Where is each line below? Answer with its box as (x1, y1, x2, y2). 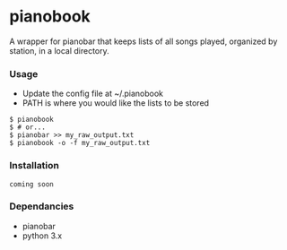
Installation (9, 159, 60, 172)
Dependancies (9, 200, 74, 212)
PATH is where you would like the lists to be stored (22, 98, 209, 108)
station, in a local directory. (9, 45, 109, 56)
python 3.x (22, 230, 63, 241)
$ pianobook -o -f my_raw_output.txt (9, 139, 151, 148)
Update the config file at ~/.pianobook (22, 88, 164, 99)
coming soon (9, 179, 54, 189)
